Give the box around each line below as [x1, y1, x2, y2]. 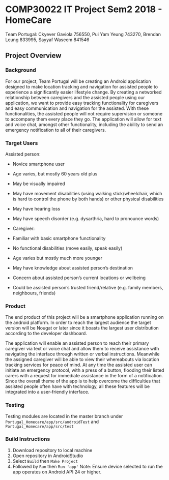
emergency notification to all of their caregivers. [5, 127, 106, 133]
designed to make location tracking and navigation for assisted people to [5, 83, 158, 89]
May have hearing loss [12, 205, 61, 212]
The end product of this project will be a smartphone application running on [5, 314, 164, 320]
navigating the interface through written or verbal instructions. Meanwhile [5, 351, 160, 357]
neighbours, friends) [12, 290, 56, 296]
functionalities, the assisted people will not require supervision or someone [5, 110, 163, 116]
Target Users [5, 139, 38, 146]
